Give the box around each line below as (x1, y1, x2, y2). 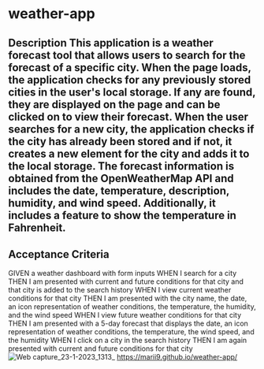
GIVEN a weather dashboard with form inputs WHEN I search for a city (8, 269, 237, 278)
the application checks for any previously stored (8, 73, 251, 87)
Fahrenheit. (8, 221, 66, 234)
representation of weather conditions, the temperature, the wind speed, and (8, 327, 255, 337)
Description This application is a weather (8, 36, 214, 50)
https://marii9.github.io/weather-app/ (117, 352, 238, 362)
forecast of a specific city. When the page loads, (8, 61, 251, 74)
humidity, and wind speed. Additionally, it (8, 196, 217, 210)
